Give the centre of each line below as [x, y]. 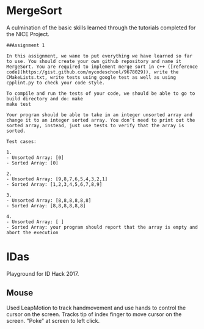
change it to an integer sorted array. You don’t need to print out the [101, 120]
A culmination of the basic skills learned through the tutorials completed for [101, 28]
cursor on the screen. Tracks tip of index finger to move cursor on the [94, 314]
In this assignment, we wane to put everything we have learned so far [99, 56]
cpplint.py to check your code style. [56, 83]
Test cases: [21, 141]
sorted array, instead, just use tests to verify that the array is [95, 125]
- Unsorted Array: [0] [35, 157]
